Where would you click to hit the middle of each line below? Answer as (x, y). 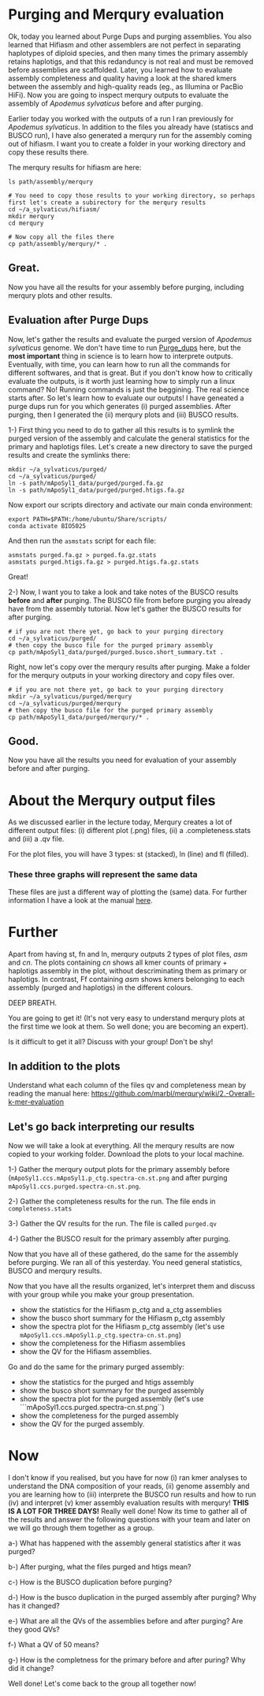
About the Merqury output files (112, 800)
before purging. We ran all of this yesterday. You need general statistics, (125, 1263)
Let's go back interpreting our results (102, 1127)
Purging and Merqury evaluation (116, 15)
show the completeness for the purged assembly (99, 1415)
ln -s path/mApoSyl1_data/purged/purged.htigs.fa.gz (97, 490)
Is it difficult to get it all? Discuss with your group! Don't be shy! (111, 1041)
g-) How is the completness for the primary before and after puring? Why (127, 1660)
